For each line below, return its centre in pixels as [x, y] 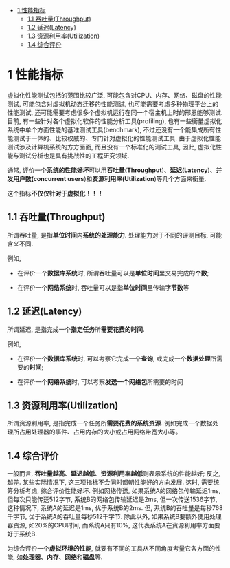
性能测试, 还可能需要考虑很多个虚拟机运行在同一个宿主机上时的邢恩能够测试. [115, 112]
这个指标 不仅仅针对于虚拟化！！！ [55, 193]
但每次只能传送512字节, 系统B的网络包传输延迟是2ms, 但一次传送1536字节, [112, 499]
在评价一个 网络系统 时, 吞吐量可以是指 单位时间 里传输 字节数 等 [103, 287]
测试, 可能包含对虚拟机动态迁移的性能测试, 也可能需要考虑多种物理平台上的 [113, 104]
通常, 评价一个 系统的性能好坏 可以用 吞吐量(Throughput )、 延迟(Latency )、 [112, 170]
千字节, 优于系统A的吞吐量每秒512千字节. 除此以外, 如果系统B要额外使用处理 [114, 517]
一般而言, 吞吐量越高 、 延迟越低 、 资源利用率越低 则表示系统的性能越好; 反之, [114, 474]
